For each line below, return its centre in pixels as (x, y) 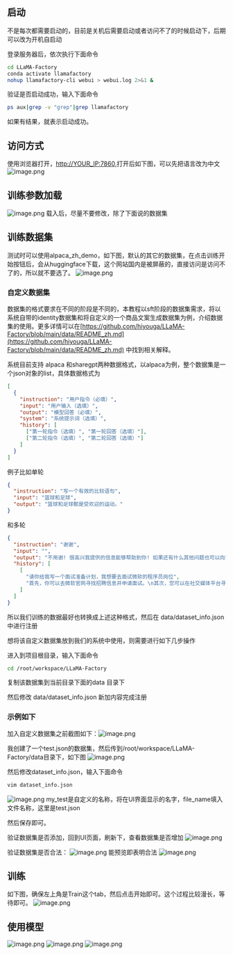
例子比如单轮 (25, 472)
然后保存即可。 (28, 822)
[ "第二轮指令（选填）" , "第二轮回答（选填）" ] (85, 438)
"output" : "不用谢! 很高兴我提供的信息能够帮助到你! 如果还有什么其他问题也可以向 (119, 557)
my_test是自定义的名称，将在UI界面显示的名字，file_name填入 (135, 799)
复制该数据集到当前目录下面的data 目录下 (66, 682)
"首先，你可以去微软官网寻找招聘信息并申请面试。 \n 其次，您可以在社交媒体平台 (123, 584)
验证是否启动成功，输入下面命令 (53, 94)
